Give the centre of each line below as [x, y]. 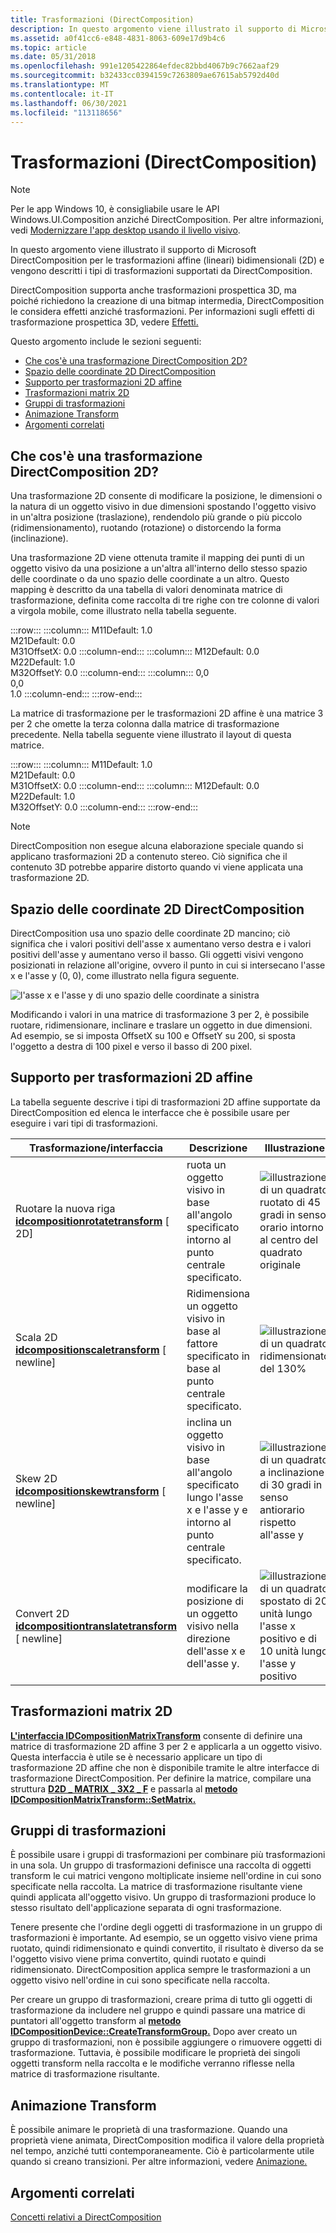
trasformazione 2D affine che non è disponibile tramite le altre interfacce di [165, 1767]
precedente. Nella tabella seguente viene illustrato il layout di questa [151, 735]
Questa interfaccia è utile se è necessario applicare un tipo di [136, 1757]
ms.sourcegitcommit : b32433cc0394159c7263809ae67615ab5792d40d [145, 76]
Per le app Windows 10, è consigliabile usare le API [115, 209]
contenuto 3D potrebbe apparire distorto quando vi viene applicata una [157, 867]
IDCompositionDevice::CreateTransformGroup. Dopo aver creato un [154, 2032]
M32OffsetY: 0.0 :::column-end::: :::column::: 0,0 [110, 673]
